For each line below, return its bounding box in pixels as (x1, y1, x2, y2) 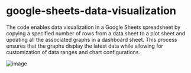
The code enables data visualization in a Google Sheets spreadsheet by (6, 24, 181, 31)
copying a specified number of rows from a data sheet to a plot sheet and (6, 29, 186, 36)
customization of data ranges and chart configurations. (6, 48, 141, 55)
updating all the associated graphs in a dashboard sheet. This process (6, 36, 177, 43)
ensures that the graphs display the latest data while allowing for (6, 42, 164, 49)
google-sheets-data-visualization (6, 4, 176, 18)
